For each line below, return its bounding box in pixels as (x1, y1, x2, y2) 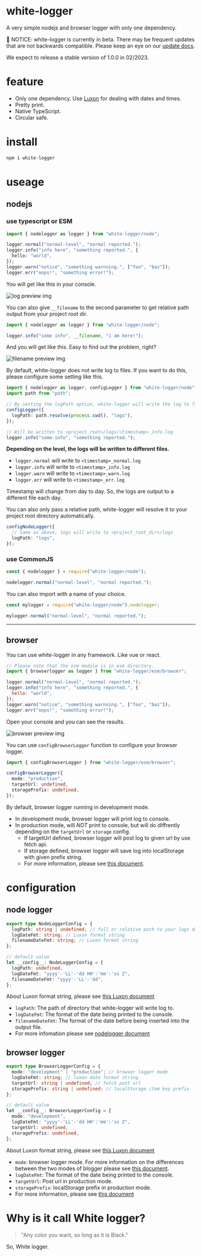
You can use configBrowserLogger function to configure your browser (6, 741, 177, 748)
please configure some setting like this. (6, 373, 103, 380)
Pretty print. (14, 101, 45, 108)
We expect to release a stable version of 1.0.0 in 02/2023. (6, 54, 149, 61)
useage (6, 175, 44, 189)
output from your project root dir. (6, 310, 88, 317)
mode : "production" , (11, 776, 63, 782)
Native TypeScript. (14, 107, 61, 115)
